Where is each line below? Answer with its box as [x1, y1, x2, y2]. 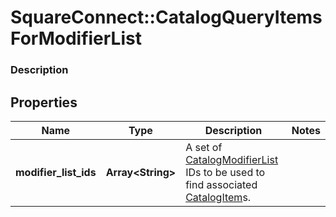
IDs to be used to [185, 165, 266, 179]
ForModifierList [10, 27, 142, 50]
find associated [185, 177, 258, 191]
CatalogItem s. [185, 190, 252, 204]
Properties [10, 94, 78, 111]
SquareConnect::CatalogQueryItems [10, 6, 323, 29]
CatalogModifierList [185, 152, 279, 166]
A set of [185, 140, 223, 154]
